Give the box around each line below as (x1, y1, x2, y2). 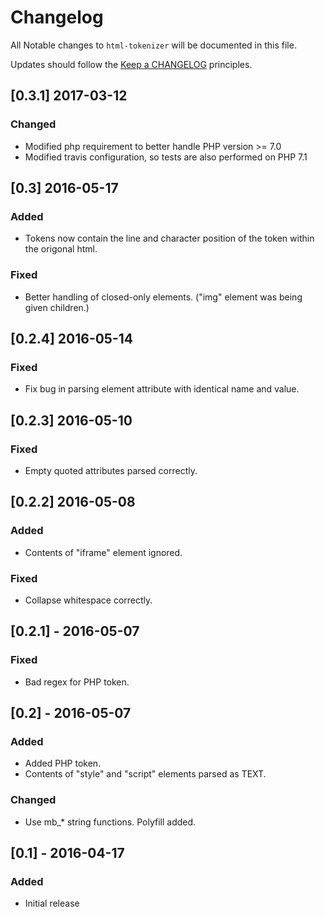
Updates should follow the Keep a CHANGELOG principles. (10, 58, 253, 70)
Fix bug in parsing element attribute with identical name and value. (24, 383, 300, 395)
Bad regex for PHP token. (24, 676, 130, 688)
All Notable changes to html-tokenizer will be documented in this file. (10, 39, 297, 51)
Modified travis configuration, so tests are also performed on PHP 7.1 (24, 151, 308, 163)
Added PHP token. (24, 757, 102, 770)
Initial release (24, 897, 80, 910)
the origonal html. (24, 243, 98, 255)
